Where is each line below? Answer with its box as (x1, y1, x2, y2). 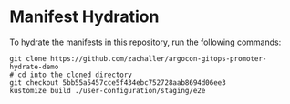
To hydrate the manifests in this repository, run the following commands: (9, 36, 282, 47)
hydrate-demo (9, 62, 59, 71)
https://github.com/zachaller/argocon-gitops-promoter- (49, 54, 267, 63)
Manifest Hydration (9, 6, 160, 27)
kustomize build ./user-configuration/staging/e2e (9, 86, 206, 95)
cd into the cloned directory (17, 70, 132, 79)
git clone (9, 54, 47, 63)
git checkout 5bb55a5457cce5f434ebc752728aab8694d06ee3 (9, 78, 226, 88)
